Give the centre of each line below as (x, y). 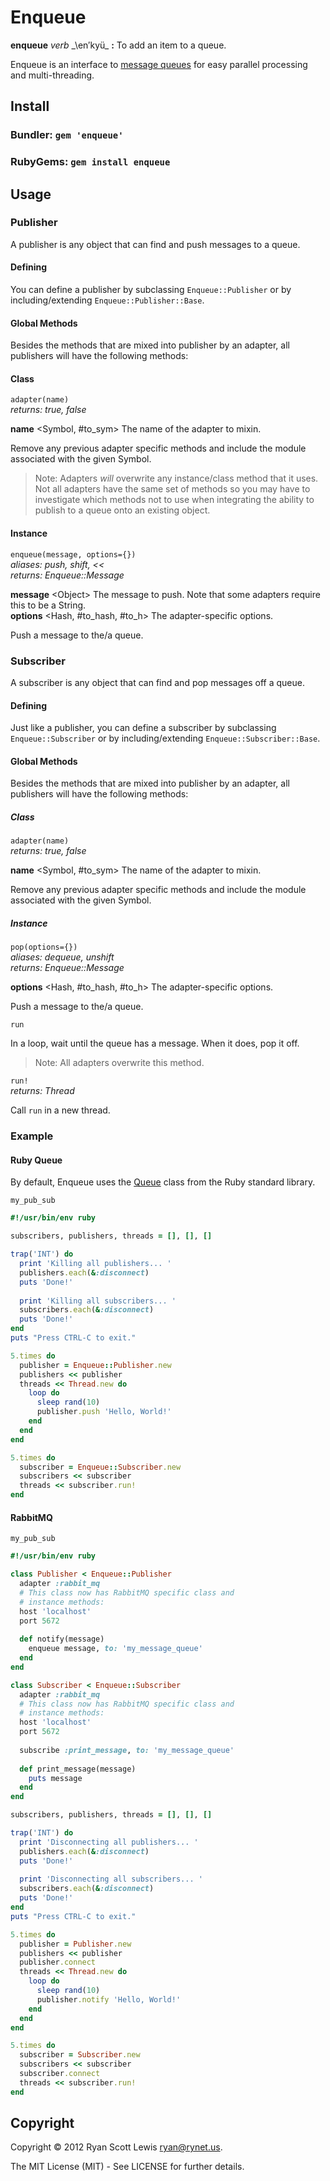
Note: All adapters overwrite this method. (119, 1063)
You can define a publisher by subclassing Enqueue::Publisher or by (151, 290)
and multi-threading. (52, 75)
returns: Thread (42, 1091)
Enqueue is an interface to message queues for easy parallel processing (159, 64)
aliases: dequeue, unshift (62, 957)
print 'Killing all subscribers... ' (98, 1301)
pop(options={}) (44, 947)
